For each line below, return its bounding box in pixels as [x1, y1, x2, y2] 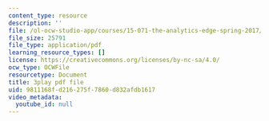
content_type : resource [8, 11, 88, 20]
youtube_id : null [15, 100, 74, 108]
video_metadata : [8, 93, 62, 101]
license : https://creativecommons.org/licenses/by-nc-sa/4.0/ [8, 57, 220, 64]
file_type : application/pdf [8, 41, 102, 49]
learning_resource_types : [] [8, 49, 106, 57]
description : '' [8, 19, 62, 27]
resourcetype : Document [8, 71, 88, 79]
